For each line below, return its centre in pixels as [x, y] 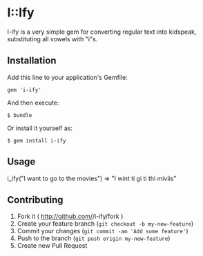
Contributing [35, 200]
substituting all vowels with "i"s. [52, 39]
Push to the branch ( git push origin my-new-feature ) [94, 238]
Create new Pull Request [52, 246]
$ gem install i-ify [37, 140]
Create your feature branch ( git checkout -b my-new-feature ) [105, 224]
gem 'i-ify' [24, 90]
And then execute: [33, 103]
